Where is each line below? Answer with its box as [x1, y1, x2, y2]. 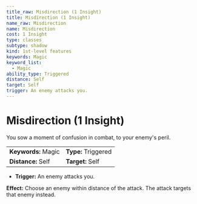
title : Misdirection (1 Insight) [6, 15, 91, 21]
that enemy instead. [6, 191, 56, 198]
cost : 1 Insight [6, 31, 47, 38]
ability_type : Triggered [6, 71, 69, 77]
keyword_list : [6, 59, 42, 65]
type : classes [6, 37, 42, 43]
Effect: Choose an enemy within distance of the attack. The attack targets [6, 184, 192, 191]
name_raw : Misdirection [6, 20, 67, 26]
